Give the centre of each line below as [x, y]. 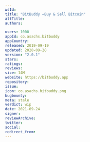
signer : [13, 114]
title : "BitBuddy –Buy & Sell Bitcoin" [45, 14]
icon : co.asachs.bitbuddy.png [36, 91]
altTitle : [15, 19]
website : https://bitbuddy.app [37, 78]
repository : [17, 82]
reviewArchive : [20, 118]
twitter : [14, 122]
